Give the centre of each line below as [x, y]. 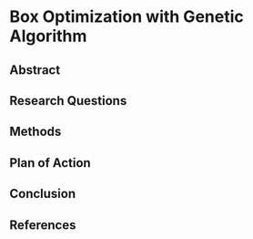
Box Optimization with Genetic [126, 17]
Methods [35, 132]
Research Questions [68, 101]
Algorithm [48, 36]
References [43, 225]
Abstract [35, 70]
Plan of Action [50, 163]
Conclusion [43, 194]
